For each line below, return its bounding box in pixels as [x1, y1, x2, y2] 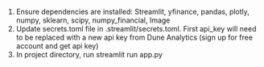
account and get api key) [15, 41, 99, 51]
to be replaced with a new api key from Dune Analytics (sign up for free [15, 32, 254, 42]
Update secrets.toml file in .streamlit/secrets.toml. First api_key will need [15, 24, 257, 33]
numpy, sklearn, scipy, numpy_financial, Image [15, 15, 171, 25]
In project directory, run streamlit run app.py [15, 50, 163, 59]
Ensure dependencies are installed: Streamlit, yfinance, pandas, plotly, [15, 7, 250, 16]
